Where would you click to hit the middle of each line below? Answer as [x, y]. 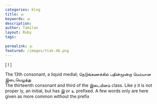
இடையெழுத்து [18, 79]
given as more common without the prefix [47, 96]
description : [18, 23]
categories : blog [23, 10]
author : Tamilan [22, 28]
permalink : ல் [19, 46]
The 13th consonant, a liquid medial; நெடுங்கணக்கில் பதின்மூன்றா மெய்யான [78, 74]
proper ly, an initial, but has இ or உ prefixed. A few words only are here [77, 91]
